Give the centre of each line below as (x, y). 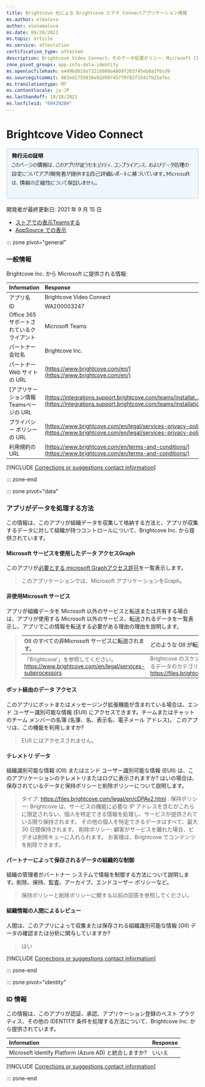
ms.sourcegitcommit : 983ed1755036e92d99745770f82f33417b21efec (88, 78)
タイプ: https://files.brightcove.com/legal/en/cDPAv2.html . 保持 (101, 799)
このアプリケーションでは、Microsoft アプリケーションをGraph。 (103, 581)
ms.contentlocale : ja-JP (38, 91)
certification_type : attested (45, 52)
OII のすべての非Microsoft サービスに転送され (81, 641)
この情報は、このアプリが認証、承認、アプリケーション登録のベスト (92, 1013)
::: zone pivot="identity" (36, 982)
